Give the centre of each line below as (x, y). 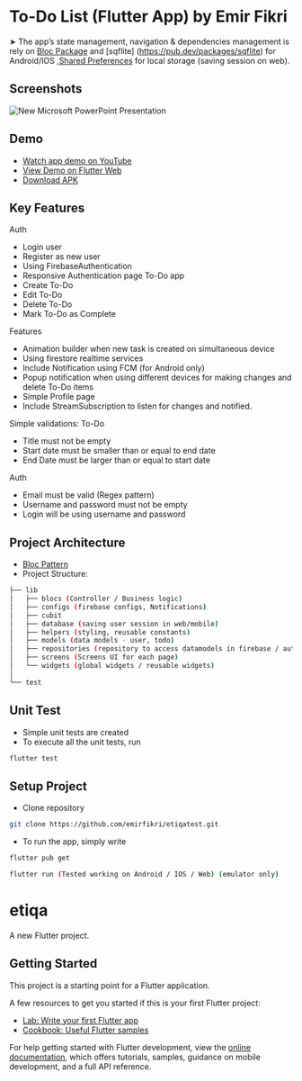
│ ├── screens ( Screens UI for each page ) (94, 658)
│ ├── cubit (36, 615)
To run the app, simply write (74, 842)
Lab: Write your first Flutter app (80, 1020)
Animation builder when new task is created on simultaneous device (148, 349)
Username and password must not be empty (105, 505)
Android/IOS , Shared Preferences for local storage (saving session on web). (150, 60)
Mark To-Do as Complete (69, 314)
